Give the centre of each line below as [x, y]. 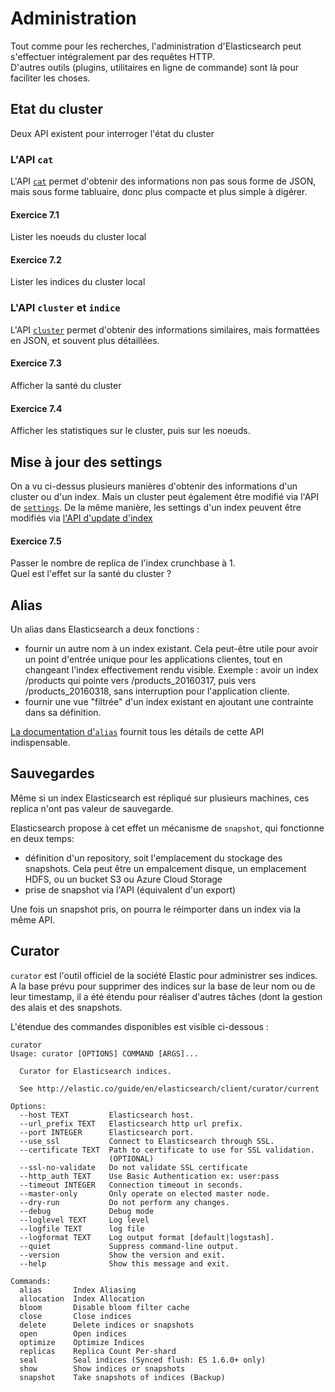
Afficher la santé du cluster [66, 385]
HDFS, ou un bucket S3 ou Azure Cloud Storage [123, 879]
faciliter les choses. [50, 78]
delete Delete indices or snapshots [107, 1325]
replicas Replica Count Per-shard [98, 1351]
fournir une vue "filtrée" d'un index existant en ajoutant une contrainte [169, 701]
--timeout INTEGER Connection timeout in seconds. [131, 1185]
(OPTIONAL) [131, 1158]
